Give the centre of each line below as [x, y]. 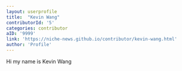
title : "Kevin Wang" [33, 17]
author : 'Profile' [29, 45]
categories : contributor [37, 28]
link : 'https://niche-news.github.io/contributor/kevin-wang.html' [92, 39]
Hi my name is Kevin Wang [39, 61]
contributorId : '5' [30, 22]
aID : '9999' [21, 34]
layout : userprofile [32, 12]
